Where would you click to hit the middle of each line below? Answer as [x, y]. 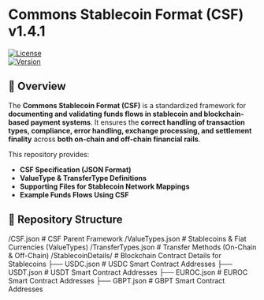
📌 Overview [37, 86]
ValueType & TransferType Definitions [83, 178]
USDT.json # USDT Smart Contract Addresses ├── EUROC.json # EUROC [128, 272]
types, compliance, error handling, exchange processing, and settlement [130, 130]
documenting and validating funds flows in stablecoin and [105, 114]
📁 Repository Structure [65, 220]
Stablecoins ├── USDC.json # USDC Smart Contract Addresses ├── [120, 264]
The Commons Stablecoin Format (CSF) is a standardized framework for [127, 105]
